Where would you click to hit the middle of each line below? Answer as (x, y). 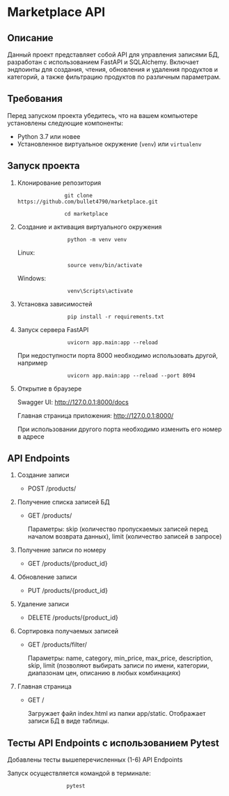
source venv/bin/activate (105, 265)
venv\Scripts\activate (100, 291)
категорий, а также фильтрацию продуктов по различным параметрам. (114, 77)
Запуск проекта (44, 166)
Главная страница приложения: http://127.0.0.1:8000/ (95, 415)
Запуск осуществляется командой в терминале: (79, 773)
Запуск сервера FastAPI (53, 329)
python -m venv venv (97, 239)
